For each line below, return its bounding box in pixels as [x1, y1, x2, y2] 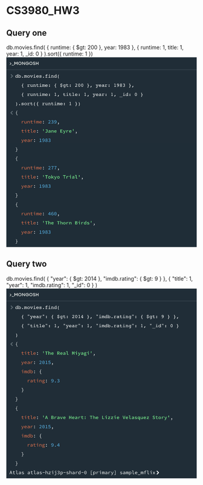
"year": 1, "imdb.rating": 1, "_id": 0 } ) [6, 281, 98, 288]
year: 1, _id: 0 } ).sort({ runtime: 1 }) [6, 50, 94, 57]
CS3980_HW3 [6, 4, 80, 18]
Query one [6, 28, 47, 38]
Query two [6, 259, 47, 269]
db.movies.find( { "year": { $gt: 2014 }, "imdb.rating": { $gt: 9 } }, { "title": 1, [6, 275, 193, 282]
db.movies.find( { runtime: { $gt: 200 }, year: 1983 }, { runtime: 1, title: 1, [6, 44, 184, 51]
